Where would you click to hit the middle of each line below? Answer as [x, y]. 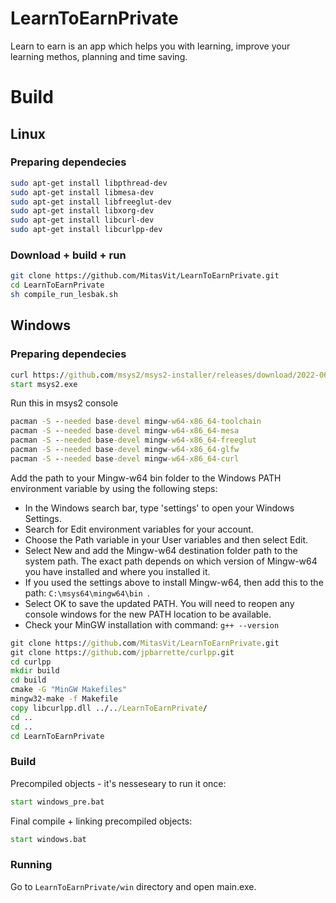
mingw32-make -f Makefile [64, 699]
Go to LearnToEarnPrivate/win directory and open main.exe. [133, 886]
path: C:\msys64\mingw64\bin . [87, 593]
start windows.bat [48, 839]
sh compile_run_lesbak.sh [64, 295]
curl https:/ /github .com [62, 375]
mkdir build [35, 671]
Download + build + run [68, 255]
